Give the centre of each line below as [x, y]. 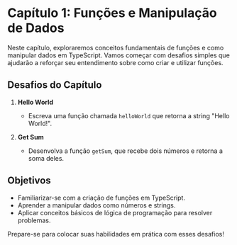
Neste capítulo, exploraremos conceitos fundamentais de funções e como [116, 47]
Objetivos [29, 181]
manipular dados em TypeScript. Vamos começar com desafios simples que [119, 55]
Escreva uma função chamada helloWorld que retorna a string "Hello [129, 115]
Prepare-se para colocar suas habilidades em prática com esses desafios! [116, 234]
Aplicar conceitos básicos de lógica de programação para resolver [115, 212]
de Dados [36, 28]
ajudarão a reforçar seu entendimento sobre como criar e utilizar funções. [115, 62]
